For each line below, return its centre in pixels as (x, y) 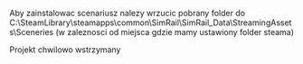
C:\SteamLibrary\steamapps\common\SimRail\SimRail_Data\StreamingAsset (151, 23)
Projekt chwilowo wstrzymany (65, 50)
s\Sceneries (32, 32)
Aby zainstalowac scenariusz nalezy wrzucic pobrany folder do (128, 13)
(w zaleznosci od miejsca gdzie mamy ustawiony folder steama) (175, 32)
